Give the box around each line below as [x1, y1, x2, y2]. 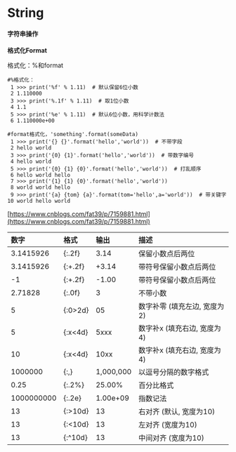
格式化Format [7, 46, 48, 55]
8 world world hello [10, 184, 71, 191]
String [7, 5, 44, 21]
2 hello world [10, 145, 52, 152]
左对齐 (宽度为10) [138, 420, 198, 430]
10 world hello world [7, 198, 71, 205]
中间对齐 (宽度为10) [138, 433, 205, 443]
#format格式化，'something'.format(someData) [7, 131, 139, 138]
